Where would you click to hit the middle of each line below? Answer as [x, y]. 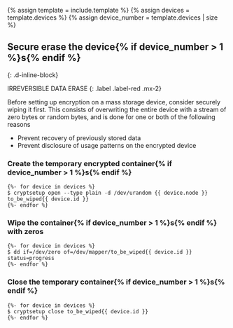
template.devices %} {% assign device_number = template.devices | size [113, 18]
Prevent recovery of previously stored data [79, 138]
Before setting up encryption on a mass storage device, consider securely [114, 102]
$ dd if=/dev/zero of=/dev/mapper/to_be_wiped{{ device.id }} [100, 252]
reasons [19, 124]
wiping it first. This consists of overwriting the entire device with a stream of [117, 109]
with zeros [26, 232]
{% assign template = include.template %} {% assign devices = [99, 10]
